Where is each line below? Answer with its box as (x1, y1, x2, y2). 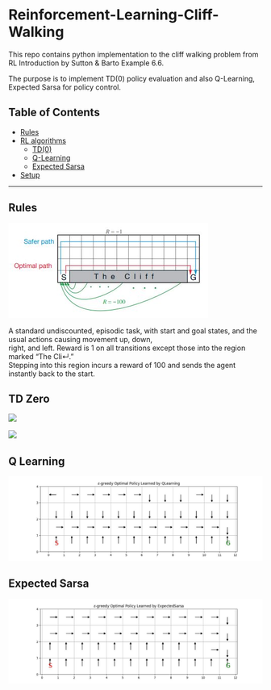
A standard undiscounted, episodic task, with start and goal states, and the (8, 325, 258, 336)
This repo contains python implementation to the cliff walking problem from (8, 49, 259, 59)
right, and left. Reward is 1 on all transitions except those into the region (8, 343, 246, 353)
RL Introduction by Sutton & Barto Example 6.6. (8, 58, 164, 68)
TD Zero (8, 391, 50, 405)
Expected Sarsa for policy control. (8, 82, 121, 92)
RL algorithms (19, 136, 67, 145)
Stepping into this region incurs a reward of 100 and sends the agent (8, 360, 236, 370)
